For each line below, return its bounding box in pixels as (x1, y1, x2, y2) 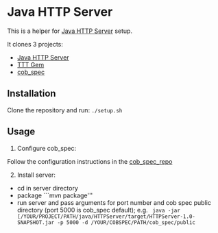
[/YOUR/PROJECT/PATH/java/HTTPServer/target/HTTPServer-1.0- (16, 213, 196, 220)
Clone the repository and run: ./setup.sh (7, 106, 123, 114)
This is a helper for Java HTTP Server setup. (7, 27, 132, 35)
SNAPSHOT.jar (16, 219, 55, 226)
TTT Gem (16, 60, 45, 69)
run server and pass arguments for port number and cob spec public (16, 198, 211, 206)
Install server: (16, 171, 56, 179)
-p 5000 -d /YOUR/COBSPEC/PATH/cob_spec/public (57, 219, 196, 226)
